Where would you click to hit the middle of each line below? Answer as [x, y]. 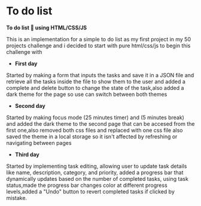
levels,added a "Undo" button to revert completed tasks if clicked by [91, 191]
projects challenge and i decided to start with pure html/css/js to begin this [98, 46]
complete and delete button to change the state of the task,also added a [95, 87]
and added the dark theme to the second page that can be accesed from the [100, 123]
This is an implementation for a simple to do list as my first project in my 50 [99, 39]
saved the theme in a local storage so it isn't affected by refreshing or [92, 137]
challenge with [24, 51]
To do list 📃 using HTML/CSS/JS [47, 28]
